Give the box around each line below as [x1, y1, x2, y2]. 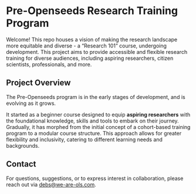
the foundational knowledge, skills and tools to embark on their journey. [6, 117, 179, 124]
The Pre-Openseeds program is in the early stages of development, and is [6, 93, 186, 100]
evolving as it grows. [6, 100, 56, 107]
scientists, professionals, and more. [6, 60, 92, 68]
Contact [6, 159, 36, 169]
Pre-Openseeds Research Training [6, 4, 178, 18]
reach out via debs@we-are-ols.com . [6, 181, 97, 188]
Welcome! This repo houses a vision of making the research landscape [6, 36, 178, 43]
